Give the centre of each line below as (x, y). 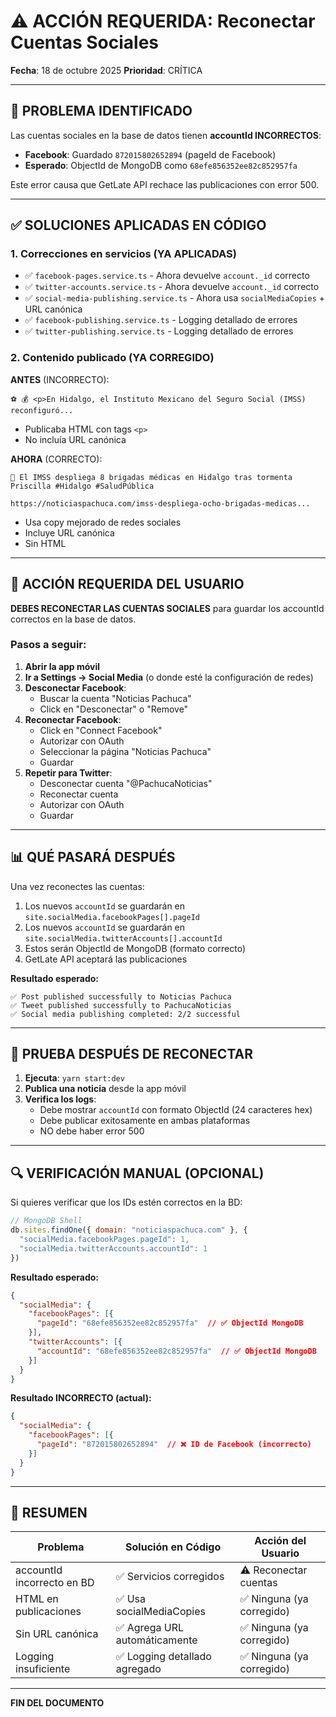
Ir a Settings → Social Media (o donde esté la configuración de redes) (169, 677)
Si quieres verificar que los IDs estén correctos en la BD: (126, 1202)
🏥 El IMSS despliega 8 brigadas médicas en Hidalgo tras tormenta (151, 477)
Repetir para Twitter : (68, 772)
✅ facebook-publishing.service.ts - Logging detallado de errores (161, 320)
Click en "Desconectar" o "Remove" (114, 709)
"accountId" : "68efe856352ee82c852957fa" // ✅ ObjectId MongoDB (176, 1351)
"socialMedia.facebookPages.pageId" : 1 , (104, 1240)
